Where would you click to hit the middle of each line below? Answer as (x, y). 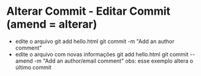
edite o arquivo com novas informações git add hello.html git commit (102, 54)
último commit (33, 67)
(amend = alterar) (52, 24)
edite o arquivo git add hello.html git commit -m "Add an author (95, 41)
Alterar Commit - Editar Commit (88, 11)
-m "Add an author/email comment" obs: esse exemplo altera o (114, 61)
